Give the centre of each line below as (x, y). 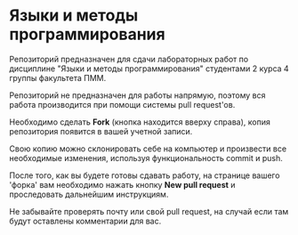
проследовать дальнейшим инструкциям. (89, 194)
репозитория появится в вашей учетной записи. (101, 131)
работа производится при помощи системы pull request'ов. (122, 104)
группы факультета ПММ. (58, 77)
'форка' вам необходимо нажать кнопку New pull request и (122, 184)
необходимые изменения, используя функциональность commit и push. (146, 158)
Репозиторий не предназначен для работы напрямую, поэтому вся (137, 95)
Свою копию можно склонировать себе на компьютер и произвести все (148, 149)
